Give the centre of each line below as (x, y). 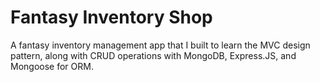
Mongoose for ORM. (52, 66)
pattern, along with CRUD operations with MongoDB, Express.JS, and (153, 55)
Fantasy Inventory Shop (111, 17)
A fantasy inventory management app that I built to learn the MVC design (160, 45)
